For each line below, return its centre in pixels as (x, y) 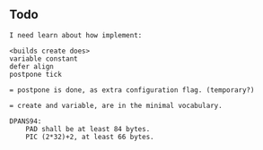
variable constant (44, 58)
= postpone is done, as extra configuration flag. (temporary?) (132, 90)
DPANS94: (26, 121)
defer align (31, 66)
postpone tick (36, 74)
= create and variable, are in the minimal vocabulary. (116, 105)
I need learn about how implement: (76, 35)
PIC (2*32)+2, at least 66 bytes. (90, 137)
